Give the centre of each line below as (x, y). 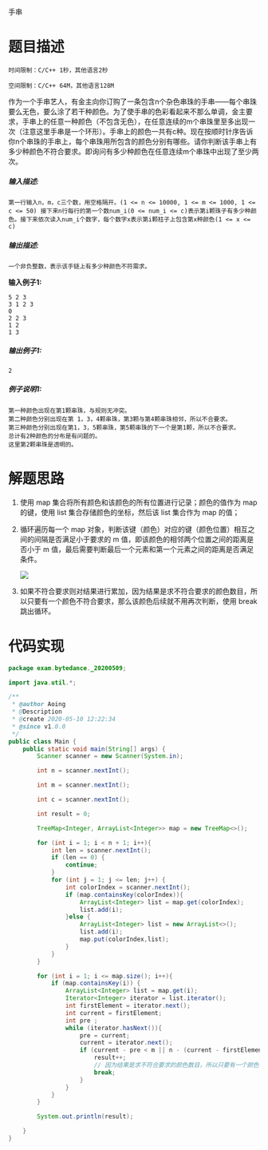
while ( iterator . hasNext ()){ (113, 1028)
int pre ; (81, 1021)
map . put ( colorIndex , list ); (124, 940)
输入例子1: (25, 282)
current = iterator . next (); (126, 1043)
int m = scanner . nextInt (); (83, 785)
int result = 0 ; (64, 814)
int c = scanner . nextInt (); (83, 800)
